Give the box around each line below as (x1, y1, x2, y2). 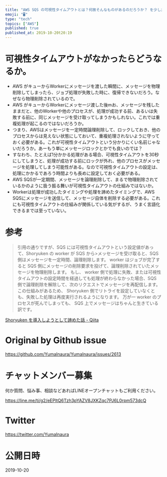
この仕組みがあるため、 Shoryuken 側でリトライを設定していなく (17, 287, 151, 293)
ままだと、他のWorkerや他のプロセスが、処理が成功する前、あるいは (12, 108, 154, 114)
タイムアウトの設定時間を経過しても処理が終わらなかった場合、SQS (17, 275, 157, 281)
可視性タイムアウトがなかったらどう (5, 53, 153, 65)
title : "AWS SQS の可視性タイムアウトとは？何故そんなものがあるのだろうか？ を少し (5, 7, 162, 12)
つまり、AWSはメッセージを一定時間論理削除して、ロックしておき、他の (12, 126, 161, 132)
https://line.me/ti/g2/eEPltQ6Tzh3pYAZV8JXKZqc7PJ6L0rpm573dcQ (5, 397, 147, 403)
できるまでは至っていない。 (12, 207, 69, 213)
